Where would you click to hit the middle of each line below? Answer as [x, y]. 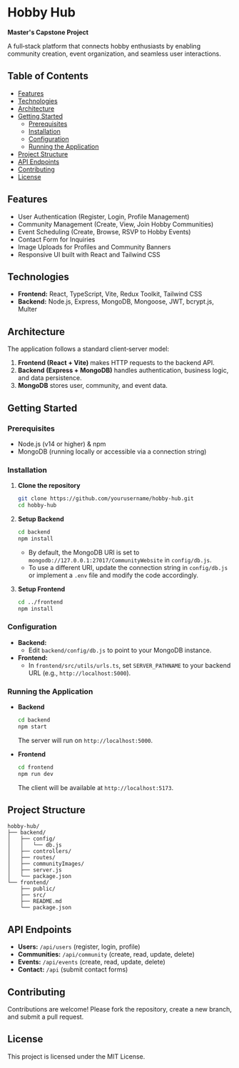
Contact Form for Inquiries [56, 239]
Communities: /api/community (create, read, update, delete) [106, 954]
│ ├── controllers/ [40, 852]
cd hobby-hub [37, 505]
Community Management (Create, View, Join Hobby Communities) [116, 224]
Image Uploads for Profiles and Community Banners [94, 246]
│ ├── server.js [35, 870]
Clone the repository [49, 486]
